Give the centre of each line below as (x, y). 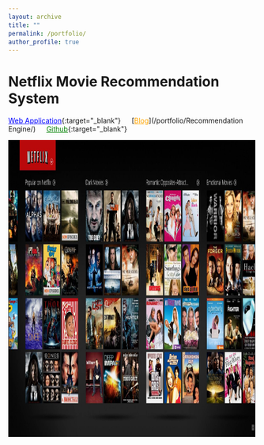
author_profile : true (44, 42)
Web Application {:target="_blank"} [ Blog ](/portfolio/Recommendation (126, 121)
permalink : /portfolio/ (47, 33)
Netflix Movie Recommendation (114, 82)
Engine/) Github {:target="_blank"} (68, 129)
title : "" (25, 25)
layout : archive (35, 17)
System (34, 99)
